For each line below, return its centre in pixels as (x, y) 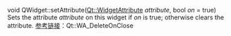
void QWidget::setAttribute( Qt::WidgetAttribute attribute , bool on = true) (112, 10)
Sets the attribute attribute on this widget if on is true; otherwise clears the (116, 17)
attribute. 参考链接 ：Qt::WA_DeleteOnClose (71, 26)
